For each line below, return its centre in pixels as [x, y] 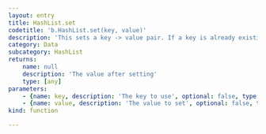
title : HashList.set [42, 23]
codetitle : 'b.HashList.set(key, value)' [78, 30]
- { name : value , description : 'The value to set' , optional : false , [138, 103]
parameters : [28, 89]
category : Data [33, 45]
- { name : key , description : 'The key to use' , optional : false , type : [141, 96]
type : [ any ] [42, 81]
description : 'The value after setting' [90, 74]
